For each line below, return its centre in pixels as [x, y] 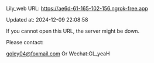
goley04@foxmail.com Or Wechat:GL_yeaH [58, 54]
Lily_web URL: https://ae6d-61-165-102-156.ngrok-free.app [77, 8]
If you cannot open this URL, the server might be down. [73, 31]
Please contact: [25, 42]
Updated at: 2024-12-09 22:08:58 [47, 20]
